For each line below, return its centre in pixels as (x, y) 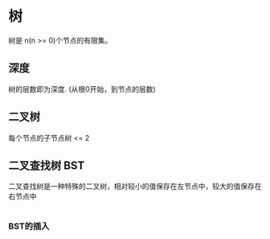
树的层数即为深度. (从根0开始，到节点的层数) (82, 89)
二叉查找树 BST (47, 165)
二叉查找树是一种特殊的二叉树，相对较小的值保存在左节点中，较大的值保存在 (135, 187)
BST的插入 (29, 226)
